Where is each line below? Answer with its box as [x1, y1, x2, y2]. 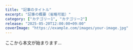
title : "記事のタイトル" [5, 7, 51, 12]
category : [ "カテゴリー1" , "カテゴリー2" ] [5, 16, 87, 21]
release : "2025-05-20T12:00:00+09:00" [5, 21, 86, 26]
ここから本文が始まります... [5, 40, 62, 46]
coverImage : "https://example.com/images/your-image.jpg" [5, 26, 128, 31]
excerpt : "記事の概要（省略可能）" [5, 12, 71, 17]
